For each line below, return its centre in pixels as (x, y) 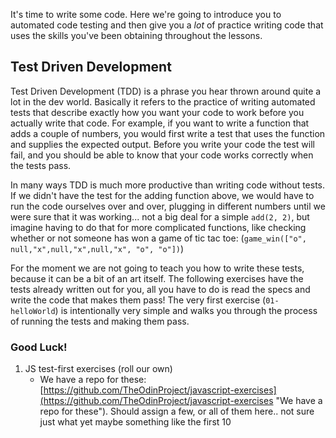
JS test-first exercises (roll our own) (98, 369)
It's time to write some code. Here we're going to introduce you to (146, 14)
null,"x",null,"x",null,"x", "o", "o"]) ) (97, 248)
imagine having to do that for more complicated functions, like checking (158, 227)
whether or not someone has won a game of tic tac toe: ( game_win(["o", (158, 238)
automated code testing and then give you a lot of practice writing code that (167, 25)
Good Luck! (39, 347)
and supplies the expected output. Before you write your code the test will (162, 144)
